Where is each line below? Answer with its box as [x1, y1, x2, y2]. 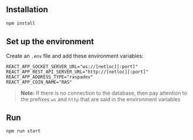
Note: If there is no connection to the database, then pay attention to [20, 89, 187, 96]
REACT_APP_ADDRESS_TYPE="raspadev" [6, 74, 94, 80]
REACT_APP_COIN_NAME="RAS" [6, 79, 72, 85]
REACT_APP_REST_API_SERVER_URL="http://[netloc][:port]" [6, 69, 149, 75]
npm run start [6, 128, 41, 134]
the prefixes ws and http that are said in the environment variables [20, 95, 181, 102]
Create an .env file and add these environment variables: [6, 52, 144, 59]
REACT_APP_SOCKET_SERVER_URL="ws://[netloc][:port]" [6, 64, 138, 69]
